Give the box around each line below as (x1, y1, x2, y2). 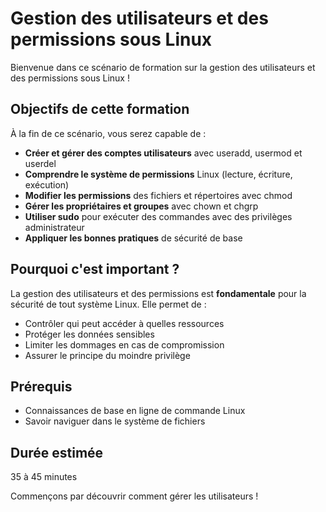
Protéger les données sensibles (24, 328, 155, 340)
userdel (24, 157, 57, 169)
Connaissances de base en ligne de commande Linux (24, 405, 246, 417)
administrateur (24, 221, 85, 233)
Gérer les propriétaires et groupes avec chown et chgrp (24, 200, 259, 212)
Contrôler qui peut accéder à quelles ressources (24, 317, 225, 329)
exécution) (24, 178, 70, 191)
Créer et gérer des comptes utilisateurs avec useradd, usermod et (24, 147, 303, 159)
